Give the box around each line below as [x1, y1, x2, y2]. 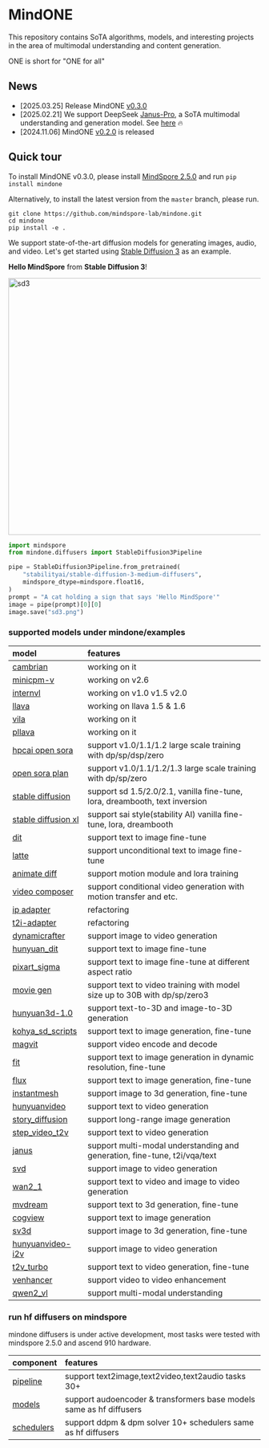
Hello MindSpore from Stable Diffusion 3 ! [8, 262, 147, 271]
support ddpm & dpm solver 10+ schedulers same [65, 1417, 255, 1428]
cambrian [12, 661, 48, 672]
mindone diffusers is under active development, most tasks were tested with [8, 1330, 260, 1340]
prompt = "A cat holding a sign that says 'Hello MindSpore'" [8, 592, 220, 601]
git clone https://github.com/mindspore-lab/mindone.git [8, 209, 203, 218]
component [12, 1357, 58, 1369]
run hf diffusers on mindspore [8, 1311, 127, 1322]
